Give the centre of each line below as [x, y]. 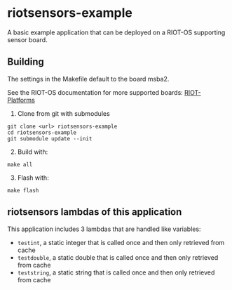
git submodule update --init [50, 138]
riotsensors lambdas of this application [95, 212]
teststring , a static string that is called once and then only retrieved [116, 272]
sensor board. [27, 39]
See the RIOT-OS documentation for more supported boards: [95, 92]
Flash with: [33, 178]
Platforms [21, 100]
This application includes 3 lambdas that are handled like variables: [104, 229]
